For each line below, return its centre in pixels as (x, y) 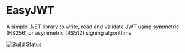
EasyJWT (31, 10)
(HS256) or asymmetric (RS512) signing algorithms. (69, 32)
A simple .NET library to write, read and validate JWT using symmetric (93, 26)
